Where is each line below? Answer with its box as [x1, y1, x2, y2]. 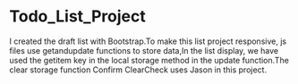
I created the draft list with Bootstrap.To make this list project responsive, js [9, 36, 287, 46]
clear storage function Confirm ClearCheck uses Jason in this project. [9, 64, 267, 75]
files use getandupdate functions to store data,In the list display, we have [9, 45, 279, 55]
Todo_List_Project [9, 6, 146, 27]
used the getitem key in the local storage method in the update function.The [9, 55, 289, 65]
